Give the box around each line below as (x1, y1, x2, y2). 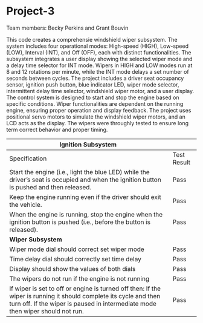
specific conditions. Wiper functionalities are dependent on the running (6, 100, 184, 107)
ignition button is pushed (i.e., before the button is (9, 218, 151, 226)
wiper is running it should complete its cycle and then (9, 292, 161, 300)
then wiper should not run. (9, 307, 84, 315)
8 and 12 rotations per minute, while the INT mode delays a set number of (6, 68, 189, 75)
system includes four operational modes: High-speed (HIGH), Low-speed (6, 42, 189, 50)
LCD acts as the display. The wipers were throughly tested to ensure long (6, 119, 189, 126)
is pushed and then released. (9, 183, 92, 191)
